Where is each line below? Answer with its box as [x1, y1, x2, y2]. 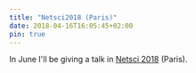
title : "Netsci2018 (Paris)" [9, 12, 118, 22]
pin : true [9, 29, 46, 38]
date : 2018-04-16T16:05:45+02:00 [9, 21, 134, 30]
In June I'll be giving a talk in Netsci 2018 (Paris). [9, 54, 188, 65]
